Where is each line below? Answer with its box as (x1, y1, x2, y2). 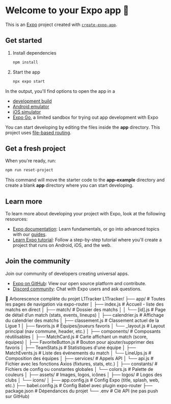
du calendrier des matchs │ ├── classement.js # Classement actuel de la (5, 317, 159, 323)
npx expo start (12, 79, 45, 84)
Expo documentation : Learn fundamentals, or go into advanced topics (12, 226, 159, 232)
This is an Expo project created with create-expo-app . (5, 21, 118, 28)
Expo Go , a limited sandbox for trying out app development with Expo (12, 114, 159, 120)
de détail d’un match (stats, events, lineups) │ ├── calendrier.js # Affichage (5, 312, 164, 318)
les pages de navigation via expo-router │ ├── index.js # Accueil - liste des (5, 301, 164, 307)
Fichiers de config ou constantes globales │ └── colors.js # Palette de (5, 366, 154, 372)
